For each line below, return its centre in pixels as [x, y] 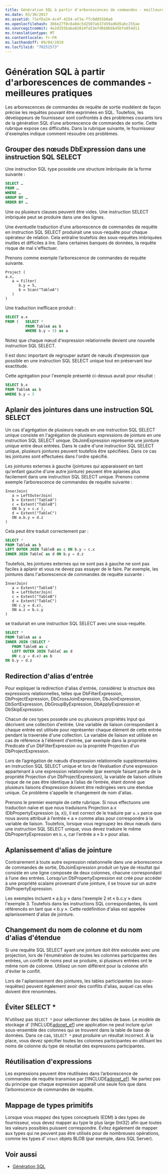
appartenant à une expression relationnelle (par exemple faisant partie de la [83, 772]
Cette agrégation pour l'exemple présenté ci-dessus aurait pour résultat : [80, 376]
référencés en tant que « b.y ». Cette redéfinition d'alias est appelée [75, 909]
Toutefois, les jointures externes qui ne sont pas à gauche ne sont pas [77, 564]
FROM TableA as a [23, 638]
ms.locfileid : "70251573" [32, 47]
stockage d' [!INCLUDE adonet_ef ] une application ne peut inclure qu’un [79, 1024]
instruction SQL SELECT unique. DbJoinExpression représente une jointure [82, 440]
